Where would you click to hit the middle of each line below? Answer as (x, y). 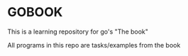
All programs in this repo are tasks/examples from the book (94, 45)
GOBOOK (35, 12)
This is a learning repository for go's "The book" (78, 31)
